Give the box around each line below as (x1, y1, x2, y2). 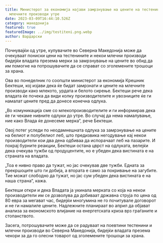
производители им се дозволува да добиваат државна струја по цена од (5, 192, 157, 198)
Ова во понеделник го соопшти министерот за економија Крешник (5, 77, 145, 83)
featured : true (5, 25, 36, 30)
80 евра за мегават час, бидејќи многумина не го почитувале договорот (5, 197, 156, 203)
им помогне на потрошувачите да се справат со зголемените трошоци (5, 63, 153, 68)
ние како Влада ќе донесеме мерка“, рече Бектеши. (5, 117, 113, 124)
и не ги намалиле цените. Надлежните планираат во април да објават (5, 202, 150, 209)
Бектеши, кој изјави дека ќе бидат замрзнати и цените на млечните (5, 82, 145, 88)
